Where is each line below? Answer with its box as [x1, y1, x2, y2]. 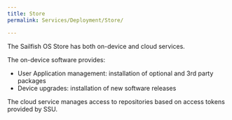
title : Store [7, 10, 46, 17]
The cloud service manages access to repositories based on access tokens [7, 97, 226, 105]
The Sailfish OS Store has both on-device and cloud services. [7, 42, 186, 50]
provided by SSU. [7, 105, 58, 113]
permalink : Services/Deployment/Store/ [7, 17, 124, 24]
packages [17, 76, 47, 84]
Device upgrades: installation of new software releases [17, 84, 177, 92]
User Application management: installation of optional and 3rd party [17, 69, 214, 77]
